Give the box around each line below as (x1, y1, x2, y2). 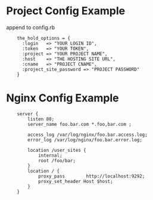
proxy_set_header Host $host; (38, 178, 113, 185)
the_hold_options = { (17, 35, 70, 41)
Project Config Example (6, 4, 126, 18)
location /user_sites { (27, 147, 86, 153)
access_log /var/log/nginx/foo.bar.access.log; (27, 132, 148, 138)
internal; (38, 153, 63, 158)
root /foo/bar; (38, 157, 76, 164)
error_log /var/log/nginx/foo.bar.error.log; (27, 136, 143, 143)
